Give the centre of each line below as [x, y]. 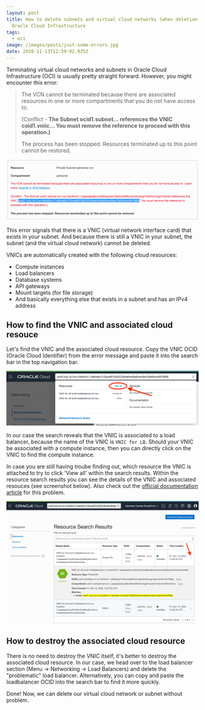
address [25, 306]
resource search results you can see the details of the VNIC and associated [101, 479]
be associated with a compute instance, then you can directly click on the [99, 448]
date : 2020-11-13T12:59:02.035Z [47, 52]
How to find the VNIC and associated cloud [90, 325]
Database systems [38, 280]
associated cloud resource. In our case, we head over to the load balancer [100, 662]
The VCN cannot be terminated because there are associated [98, 94]
